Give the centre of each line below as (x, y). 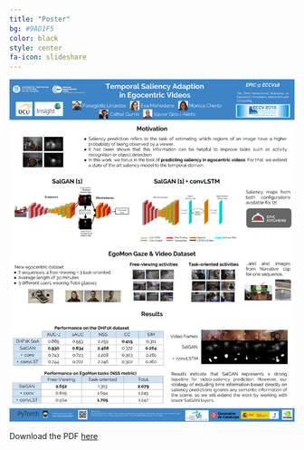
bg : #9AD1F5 (32, 29)
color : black (34, 38)
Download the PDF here (54, 436)
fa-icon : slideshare (48, 57)
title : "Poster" (40, 19)
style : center (36, 48)
